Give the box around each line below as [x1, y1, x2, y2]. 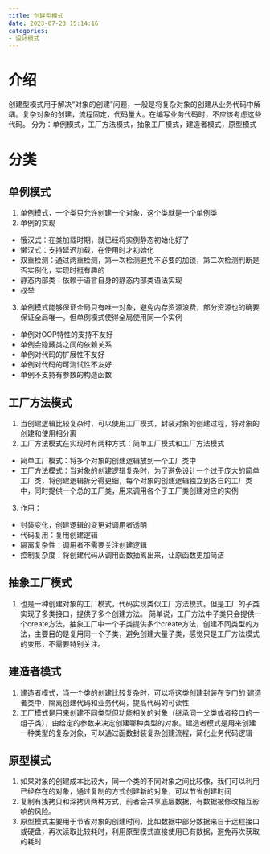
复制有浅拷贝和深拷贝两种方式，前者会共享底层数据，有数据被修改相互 [19, 797, 253, 807]
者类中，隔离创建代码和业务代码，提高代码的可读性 [19, 697, 190, 708]
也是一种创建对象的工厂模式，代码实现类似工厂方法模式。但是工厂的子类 [19, 598, 260, 608]
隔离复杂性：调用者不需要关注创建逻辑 [19, 540, 147, 549]
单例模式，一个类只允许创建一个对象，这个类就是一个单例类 [19, 208, 218, 218]
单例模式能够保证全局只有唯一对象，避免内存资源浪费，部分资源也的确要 [19, 302, 260, 312]
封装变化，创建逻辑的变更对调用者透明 [19, 520, 147, 529]
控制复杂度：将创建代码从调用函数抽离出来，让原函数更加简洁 [19, 550, 225, 560]
